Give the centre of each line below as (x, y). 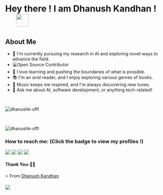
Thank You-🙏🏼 (20, 164)
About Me (21, 42)
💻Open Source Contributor (40, 65)
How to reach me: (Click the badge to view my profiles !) (74, 141)
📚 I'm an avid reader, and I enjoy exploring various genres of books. (82, 77)
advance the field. (31, 59)
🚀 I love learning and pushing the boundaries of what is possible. (79, 72)
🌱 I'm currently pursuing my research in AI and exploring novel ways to (85, 54)
